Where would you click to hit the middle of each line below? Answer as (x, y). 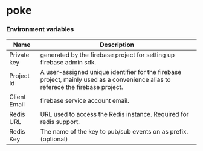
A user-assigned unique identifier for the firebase (111, 72)
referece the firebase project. (82, 87)
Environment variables (40, 29)
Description (117, 45)
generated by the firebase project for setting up (108, 55)
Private (19, 55)
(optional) (54, 139)
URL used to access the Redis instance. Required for (114, 114)
